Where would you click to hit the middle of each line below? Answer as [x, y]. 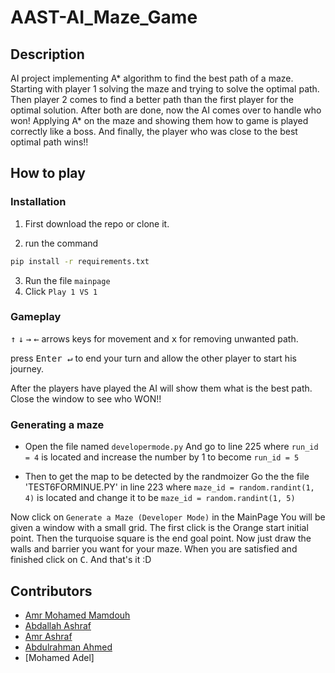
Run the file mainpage [67, 280]
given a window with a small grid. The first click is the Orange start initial [159, 528]
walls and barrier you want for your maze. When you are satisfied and [154, 549]
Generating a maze [57, 424]
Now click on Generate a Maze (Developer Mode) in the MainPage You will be [168, 517]
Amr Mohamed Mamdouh [77, 615]
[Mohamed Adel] [59, 657]
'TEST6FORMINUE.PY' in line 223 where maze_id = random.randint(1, [169, 487]
